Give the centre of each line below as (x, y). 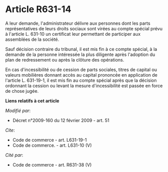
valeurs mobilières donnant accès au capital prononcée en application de (81, 75)
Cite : (10, 130)
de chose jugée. (22, 91)
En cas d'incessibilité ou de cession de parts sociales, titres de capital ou (81, 70)
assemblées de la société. (32, 39)
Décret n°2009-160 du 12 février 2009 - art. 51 (61, 120)
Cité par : (14, 155)
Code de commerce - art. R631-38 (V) (52, 164)
